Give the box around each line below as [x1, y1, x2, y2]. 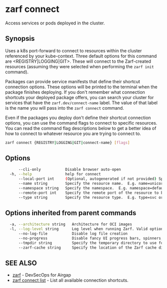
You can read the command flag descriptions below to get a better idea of [5, 125, 157, 131]
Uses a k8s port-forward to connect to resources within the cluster [5, 47, 142, 53]
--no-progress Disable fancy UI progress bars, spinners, [18, 236, 164, 241]
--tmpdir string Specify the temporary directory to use [18, 240, 157, 245]
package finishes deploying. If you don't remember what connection [5, 89, 145, 95]
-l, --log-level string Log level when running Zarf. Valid [9, 227, 148, 232]
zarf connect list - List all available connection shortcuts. [12, 278, 129, 284]
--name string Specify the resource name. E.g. [18, 181, 137, 186]
